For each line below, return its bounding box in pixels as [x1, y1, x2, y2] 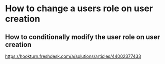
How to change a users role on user [5, 3, 153, 14]
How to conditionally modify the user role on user [5, 33, 161, 41]
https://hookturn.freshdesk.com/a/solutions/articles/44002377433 [5, 53, 141, 59]
